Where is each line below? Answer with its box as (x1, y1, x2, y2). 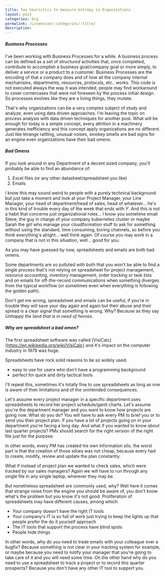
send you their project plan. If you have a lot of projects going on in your (5, 417, 152, 423)
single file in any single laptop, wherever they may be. (5, 473, 114, 480)
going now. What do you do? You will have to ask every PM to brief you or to (5, 412, 160, 418)
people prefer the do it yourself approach (12, 519, 96, 525)
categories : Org (5, 16, 38, 21)
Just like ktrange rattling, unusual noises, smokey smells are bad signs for (5, 132, 155, 137)
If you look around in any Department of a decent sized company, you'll (5, 160, 150, 166)
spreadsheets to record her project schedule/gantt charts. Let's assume (5, 401, 151, 408)
